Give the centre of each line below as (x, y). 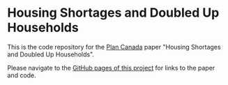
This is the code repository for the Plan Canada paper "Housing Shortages (114, 47)
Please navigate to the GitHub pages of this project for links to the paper (111, 68)
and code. (22, 75)
